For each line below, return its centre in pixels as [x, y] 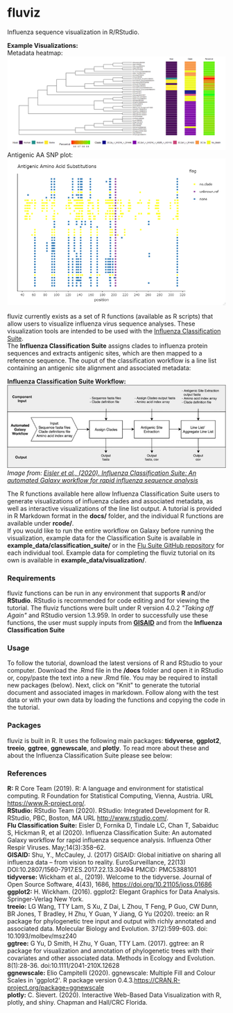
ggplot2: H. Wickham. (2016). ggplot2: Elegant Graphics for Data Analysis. [114, 891]
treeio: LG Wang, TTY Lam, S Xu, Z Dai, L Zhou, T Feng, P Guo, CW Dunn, [113, 906]
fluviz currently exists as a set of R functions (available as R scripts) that [110, 316]
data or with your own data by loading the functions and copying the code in [116, 700]
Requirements [32, 578]
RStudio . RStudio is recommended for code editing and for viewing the [109, 601]
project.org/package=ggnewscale [56, 987]
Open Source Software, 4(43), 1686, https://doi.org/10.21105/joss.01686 [110, 884]
